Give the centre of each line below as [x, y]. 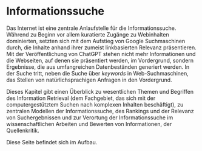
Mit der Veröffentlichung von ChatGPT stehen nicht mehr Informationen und [101, 54]
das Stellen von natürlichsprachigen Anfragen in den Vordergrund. [89, 80]
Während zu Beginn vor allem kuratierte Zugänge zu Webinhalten [88, 34]
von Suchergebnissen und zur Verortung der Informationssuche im [90, 118]
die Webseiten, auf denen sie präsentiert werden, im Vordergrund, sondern [100, 60]
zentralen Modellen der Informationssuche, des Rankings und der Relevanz [100, 111]
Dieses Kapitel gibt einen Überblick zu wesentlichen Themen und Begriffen [100, 91]
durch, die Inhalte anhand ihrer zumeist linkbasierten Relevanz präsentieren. [101, 47]
